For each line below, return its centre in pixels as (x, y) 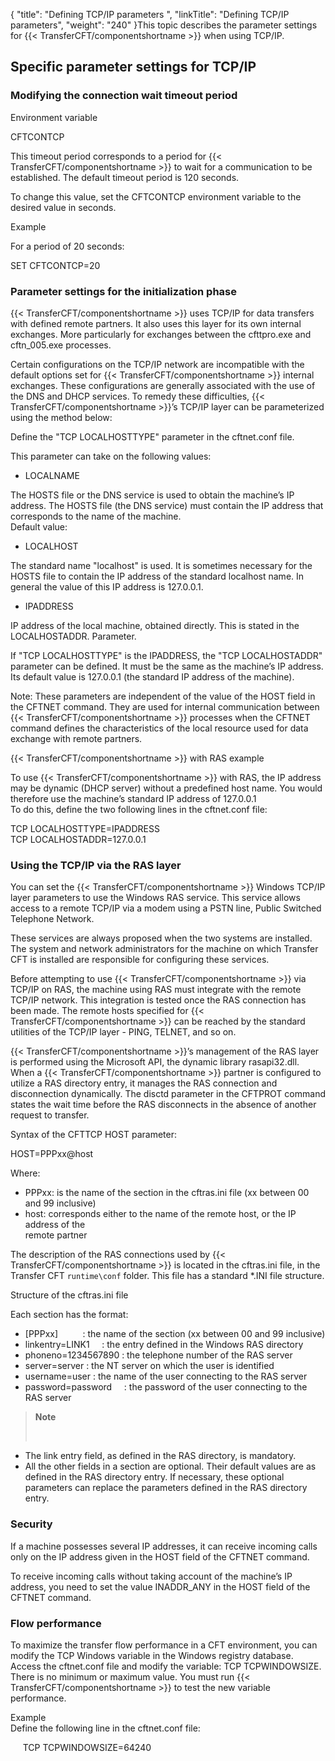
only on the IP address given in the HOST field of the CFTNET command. (160, 1556)
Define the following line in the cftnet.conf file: (105, 1728)
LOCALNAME (52, 475)
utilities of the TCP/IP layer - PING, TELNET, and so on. (123, 1032)
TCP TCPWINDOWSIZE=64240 (87, 1747)
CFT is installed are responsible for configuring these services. (140, 960)
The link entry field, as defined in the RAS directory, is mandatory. (160, 1456)
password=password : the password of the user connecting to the (166, 1387)
